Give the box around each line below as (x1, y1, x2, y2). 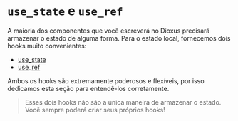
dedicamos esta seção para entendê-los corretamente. (7, 84, 170, 93)
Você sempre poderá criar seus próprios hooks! (24, 105, 165, 114)
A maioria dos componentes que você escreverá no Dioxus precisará (7, 26, 210, 35)
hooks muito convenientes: (7, 41, 87, 50)
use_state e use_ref (7, 3, 123, 19)
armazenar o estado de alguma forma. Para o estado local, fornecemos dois (7, 33, 231, 42)
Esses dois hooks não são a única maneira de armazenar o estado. (24, 98, 222, 106)
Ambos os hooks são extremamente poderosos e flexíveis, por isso (7, 76, 205, 85)
